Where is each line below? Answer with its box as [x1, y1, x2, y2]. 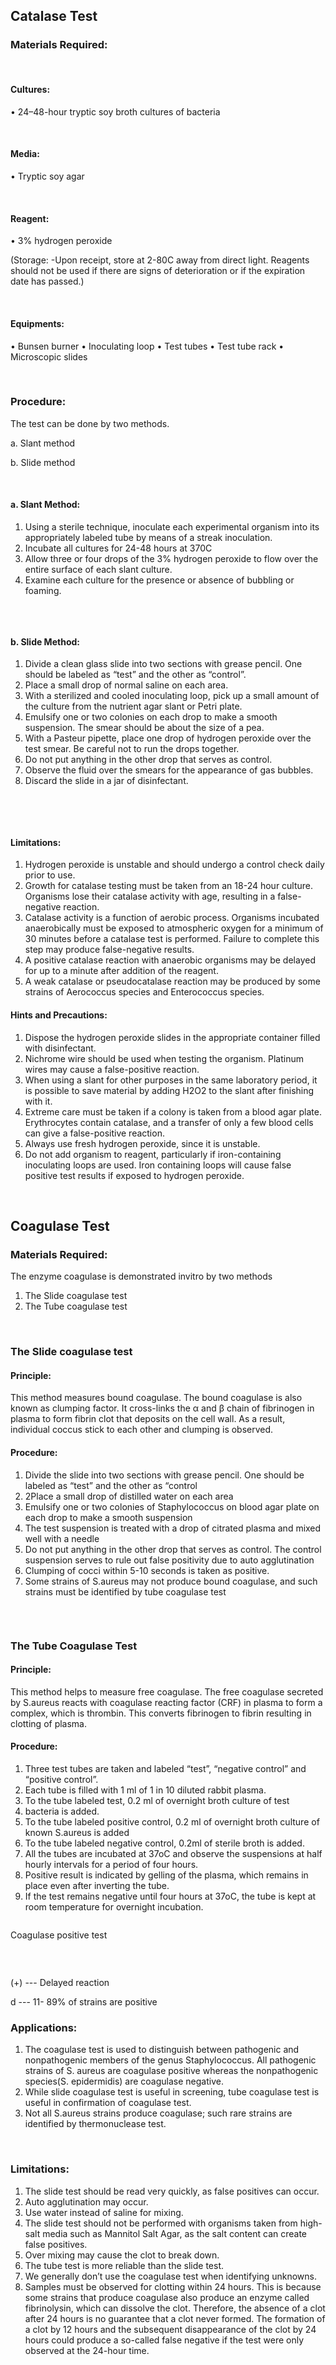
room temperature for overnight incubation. [24, 1900, 204, 1913]
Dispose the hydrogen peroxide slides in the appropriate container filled [24, 1031, 321, 1043]
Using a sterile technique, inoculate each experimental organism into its [24, 521, 320, 533]
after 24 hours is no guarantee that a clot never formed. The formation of [24, 2312, 326, 2324]
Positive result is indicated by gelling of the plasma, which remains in [24, 1869, 309, 1881]
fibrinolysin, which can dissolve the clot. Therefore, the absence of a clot [24, 2302, 326, 2314]
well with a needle [24, 1532, 100, 1544]
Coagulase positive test [10, 1929, 108, 1941]
